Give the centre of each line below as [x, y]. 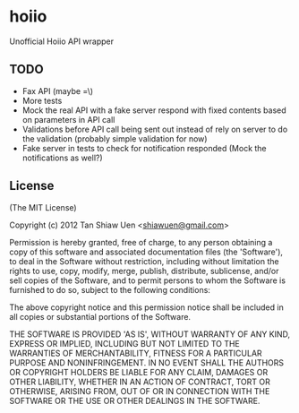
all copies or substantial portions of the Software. [100, 316]
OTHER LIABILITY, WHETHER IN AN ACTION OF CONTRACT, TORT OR [140, 382]
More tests [42, 100]
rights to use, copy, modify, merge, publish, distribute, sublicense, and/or [144, 271]
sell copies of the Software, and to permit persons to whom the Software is [148, 280]
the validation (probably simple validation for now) [115, 138]
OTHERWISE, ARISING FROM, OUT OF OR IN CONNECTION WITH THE [140, 391]
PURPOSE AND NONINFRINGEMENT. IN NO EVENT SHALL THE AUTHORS [147, 362]
